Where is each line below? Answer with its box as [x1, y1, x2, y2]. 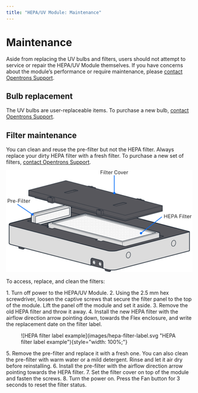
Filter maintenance [6, 130, 77, 140]
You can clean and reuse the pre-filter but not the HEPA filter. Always [6, 146, 174, 153]
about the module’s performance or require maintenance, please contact [6, 68, 183, 75]
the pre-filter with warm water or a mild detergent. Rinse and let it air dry [6, 356, 183, 363]
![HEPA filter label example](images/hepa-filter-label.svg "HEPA [21, 332, 176, 339]
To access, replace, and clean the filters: [6, 278, 105, 285]
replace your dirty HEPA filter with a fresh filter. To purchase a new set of [6, 152, 184, 160]
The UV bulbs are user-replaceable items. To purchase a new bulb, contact [6, 107, 189, 114]
